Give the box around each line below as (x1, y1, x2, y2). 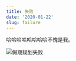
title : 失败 (6, 8, 34, 15)
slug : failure (6, 19, 41, 25)
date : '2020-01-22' (6, 14, 54, 20)
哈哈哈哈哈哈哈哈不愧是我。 (6, 36, 74, 43)
